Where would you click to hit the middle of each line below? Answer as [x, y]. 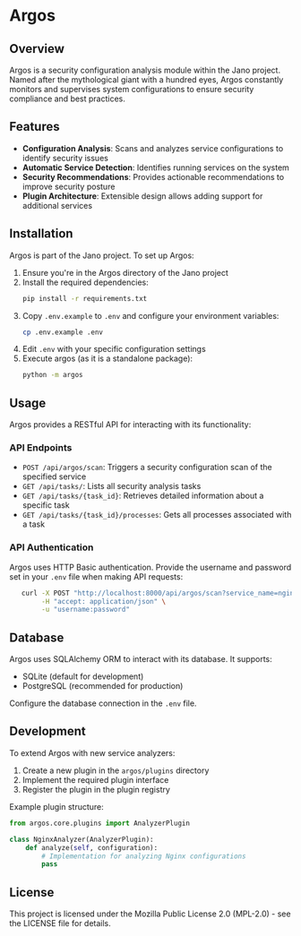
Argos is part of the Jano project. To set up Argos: [102, 255]
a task [34, 524]
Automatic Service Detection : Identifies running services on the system [155, 167]
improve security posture [69, 186]
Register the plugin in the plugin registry [96, 789]
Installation [41, 234]
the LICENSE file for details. [60, 923]
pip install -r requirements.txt [85, 298]
